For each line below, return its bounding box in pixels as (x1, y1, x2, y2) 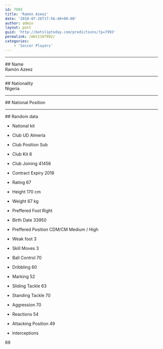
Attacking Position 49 (12, 320, 55, 326)
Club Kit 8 (12, 151, 33, 157)
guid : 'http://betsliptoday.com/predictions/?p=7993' (5, 30, 116, 35)
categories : (5, 39, 29, 44)
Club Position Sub (12, 141, 48, 147)
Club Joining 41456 (12, 160, 51, 166)
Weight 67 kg (12, 198, 39, 204)
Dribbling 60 (12, 264, 37, 270)
